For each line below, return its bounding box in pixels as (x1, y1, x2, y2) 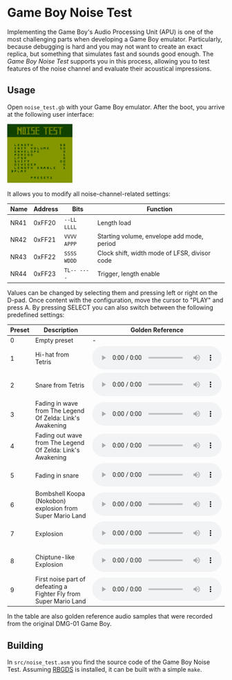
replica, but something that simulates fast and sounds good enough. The (7, 50, 214, 58)
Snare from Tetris (35, 381, 85, 390)
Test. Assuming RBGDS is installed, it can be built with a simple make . (7, 665, 202, 674)
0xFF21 (33, 236, 57, 244)
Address (33, 205, 59, 214)
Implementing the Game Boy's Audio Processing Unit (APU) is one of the (7, 28, 214, 36)
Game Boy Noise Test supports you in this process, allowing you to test (7, 57, 210, 65)
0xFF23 (33, 270, 57, 278)
